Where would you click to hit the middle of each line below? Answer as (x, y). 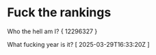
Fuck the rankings (59, 13)
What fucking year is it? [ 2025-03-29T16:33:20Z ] (78, 44)
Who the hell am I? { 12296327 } (52, 31)
